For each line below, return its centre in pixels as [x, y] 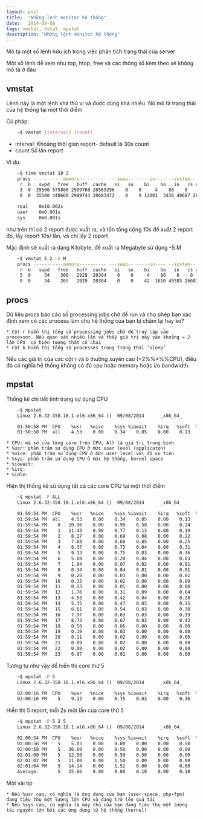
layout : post [23, 12]
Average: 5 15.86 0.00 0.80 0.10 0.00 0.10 [104, 772]
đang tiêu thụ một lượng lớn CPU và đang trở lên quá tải [81, 800]
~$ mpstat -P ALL [39, 497]
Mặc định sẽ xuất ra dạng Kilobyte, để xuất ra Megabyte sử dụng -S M [94, 247]
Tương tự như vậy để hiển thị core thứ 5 [55, 665]
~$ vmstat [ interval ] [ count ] [55, 132]
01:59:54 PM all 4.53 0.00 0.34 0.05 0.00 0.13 [104, 519]
